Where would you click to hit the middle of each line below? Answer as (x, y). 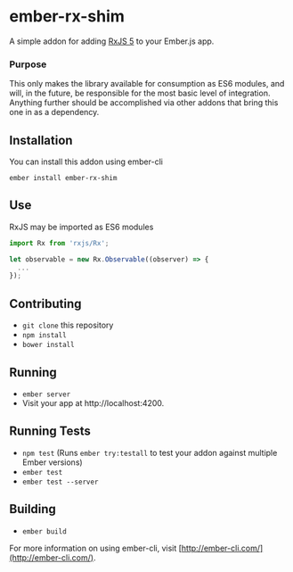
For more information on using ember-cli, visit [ (96, 548)
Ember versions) (52, 462)
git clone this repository (68, 325)
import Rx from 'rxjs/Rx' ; (59, 243)
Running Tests (50, 431)
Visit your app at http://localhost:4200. (93, 402)
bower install (48, 345)
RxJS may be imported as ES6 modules (81, 227)
